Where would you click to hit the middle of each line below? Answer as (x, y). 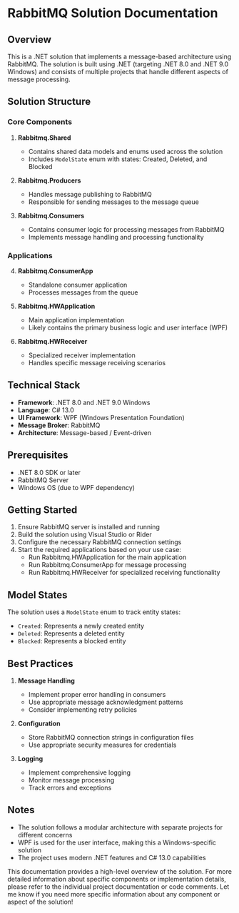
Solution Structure (49, 102)
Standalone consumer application (78, 285)
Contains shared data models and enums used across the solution (126, 151)
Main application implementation (76, 320)
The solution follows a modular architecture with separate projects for (120, 827)
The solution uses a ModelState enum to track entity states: (94, 612)
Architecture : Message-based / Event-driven (85, 432)
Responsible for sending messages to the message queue (114, 202)
